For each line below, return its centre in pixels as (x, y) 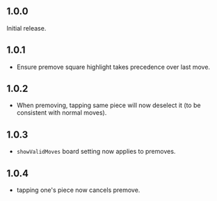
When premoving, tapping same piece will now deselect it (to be (108, 105)
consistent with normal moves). (62, 113)
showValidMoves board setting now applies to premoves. (96, 152)
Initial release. (26, 28)
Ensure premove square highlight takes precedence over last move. (113, 67)
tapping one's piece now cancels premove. (78, 190)
